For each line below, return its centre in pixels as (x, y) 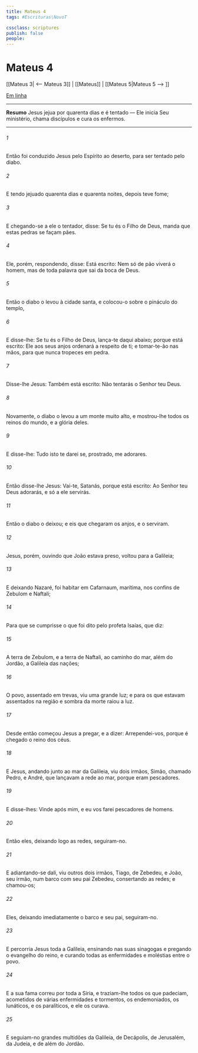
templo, (15, 308)
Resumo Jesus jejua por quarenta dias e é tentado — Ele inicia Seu (88, 113)
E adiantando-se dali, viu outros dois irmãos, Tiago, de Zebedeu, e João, (94, 873)
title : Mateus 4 (26, 11)
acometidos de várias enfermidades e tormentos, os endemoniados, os (93, 999)
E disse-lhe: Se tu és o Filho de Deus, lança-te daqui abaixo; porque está (95, 340)
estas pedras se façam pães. (41, 232)
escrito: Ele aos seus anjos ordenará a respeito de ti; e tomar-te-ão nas (92, 346)
